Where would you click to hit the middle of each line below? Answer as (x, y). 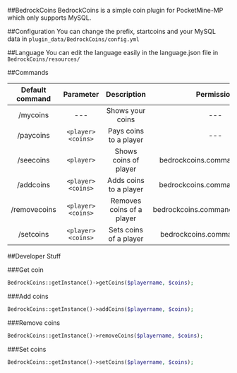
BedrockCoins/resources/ (44, 59)
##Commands (28, 72)
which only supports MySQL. (49, 18)
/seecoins (34, 160)
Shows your (126, 111)
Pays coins (126, 131)
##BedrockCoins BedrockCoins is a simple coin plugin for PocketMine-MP (115, 10)
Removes (126, 201)
